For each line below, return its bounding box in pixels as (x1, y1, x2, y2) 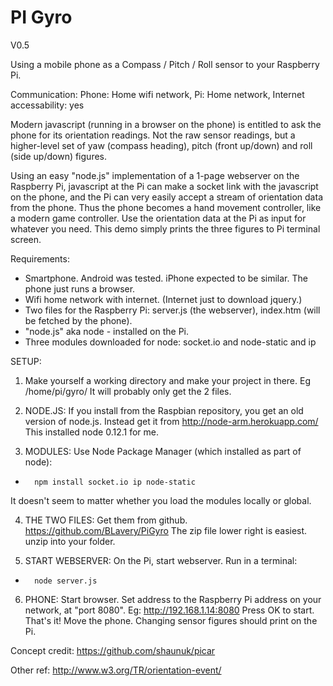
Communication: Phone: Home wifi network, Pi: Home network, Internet (10, 88, 305, 100)
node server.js (34, 576, 98, 586)
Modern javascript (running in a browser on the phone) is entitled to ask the (10, 118, 322, 130)
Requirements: (10, 252, 70, 265)
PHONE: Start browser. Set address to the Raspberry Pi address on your (24, 593, 322, 605)
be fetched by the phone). (24, 314, 133, 326)
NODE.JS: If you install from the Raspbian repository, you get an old (24, 404, 304, 416)
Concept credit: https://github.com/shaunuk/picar (10, 644, 216, 656)
